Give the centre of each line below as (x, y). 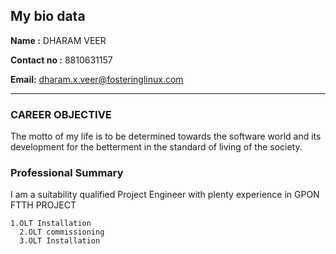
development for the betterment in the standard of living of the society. (156, 147)
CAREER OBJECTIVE (61, 114)
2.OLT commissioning (62, 232)
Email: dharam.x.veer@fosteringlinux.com (97, 79)
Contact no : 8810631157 (61, 60)
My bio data (48, 16)
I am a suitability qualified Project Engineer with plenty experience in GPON (165, 195)
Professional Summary (67, 173)
